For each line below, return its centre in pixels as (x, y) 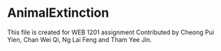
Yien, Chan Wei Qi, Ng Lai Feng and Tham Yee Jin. (79, 39)
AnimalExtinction (58, 13)
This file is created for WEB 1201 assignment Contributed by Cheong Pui (111, 32)
